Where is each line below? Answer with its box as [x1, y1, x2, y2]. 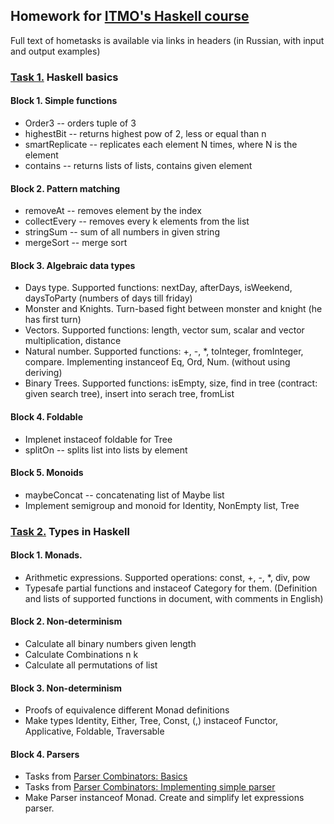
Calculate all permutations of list [24, 659, 158, 671]
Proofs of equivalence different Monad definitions [24, 704, 230, 716]
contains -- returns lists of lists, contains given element [24, 159, 253, 171]
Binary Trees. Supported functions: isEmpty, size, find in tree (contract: [24, 377, 318, 389]
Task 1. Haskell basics [10, 70, 119, 84]
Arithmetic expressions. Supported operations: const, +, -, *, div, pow [24, 571, 311, 583]
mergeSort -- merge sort [24, 237, 128, 249]
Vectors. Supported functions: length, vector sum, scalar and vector [24, 324, 305, 336]
